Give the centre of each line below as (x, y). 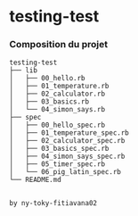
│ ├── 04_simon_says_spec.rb (67, 157)
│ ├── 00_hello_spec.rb (57, 125)
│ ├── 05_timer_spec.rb (57, 164)
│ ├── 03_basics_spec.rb (59, 149)
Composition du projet (59, 45)
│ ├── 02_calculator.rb (57, 94)
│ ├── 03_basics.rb (49, 102)
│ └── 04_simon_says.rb (57, 110)
